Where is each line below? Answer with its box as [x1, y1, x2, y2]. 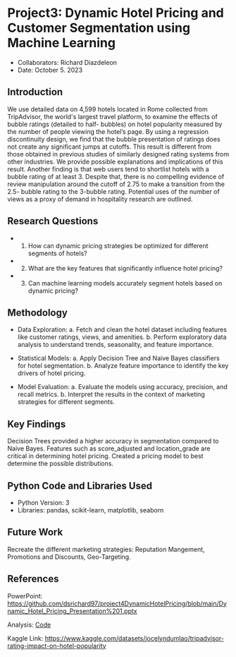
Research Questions [7, 215, 99, 227]
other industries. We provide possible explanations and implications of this [7, 157, 223, 166]
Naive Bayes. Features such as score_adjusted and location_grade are [7, 444, 211, 453]
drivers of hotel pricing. [17, 369, 86, 378]
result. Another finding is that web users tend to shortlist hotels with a [7, 164, 209, 173]
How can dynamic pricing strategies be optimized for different [27, 241, 209, 250]
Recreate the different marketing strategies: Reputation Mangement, [7, 545, 206, 553]
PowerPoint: [7, 591, 43, 600]
